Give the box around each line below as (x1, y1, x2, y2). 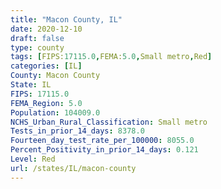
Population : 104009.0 (10, 107, 101, 118)
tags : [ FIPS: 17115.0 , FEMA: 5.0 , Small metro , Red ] (10, 52, 213, 62)
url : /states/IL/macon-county (10, 163, 137, 173)
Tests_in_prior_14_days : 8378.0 (10, 126, 145, 136)
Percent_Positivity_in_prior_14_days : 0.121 (10, 145, 199, 155)
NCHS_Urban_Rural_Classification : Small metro (10, 117, 208, 127)
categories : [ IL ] (10, 61, 83, 71)
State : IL (10, 80, 52, 90)
